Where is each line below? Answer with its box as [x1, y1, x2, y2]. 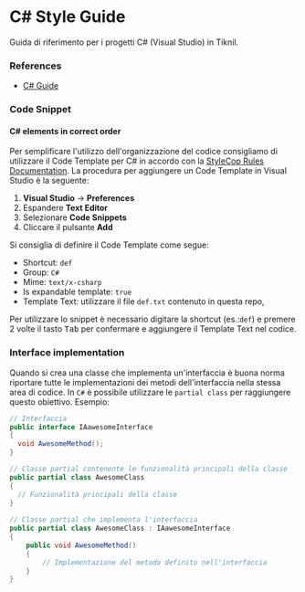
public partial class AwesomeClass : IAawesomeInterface [9, 523, 231, 534]
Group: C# [22, 267, 59, 278]
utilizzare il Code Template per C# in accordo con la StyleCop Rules [9, 155, 265, 166]
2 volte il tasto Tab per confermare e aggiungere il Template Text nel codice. [9, 323, 297, 334]
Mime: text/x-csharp [22, 277, 102, 288]
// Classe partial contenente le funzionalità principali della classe [9, 464, 288, 474]
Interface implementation [9, 346, 125, 359]
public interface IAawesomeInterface [9, 422, 153, 431]
